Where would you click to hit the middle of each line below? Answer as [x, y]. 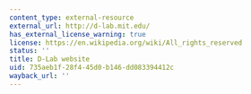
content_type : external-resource [72, 17]
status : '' [30, 51]
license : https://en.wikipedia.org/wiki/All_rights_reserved [126, 43]
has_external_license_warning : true [78, 34]
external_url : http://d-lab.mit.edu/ [80, 26]
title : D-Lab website [50, 59]
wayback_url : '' [39, 76]
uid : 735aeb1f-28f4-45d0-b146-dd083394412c [92, 68]
